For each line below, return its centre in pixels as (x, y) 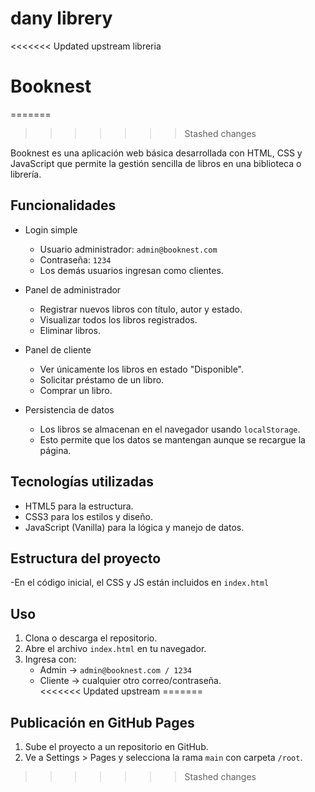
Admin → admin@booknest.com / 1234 (115, 670)
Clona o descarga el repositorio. (91, 638)
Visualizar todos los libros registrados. (118, 319)
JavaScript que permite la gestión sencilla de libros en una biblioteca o (156, 163)
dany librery (61, 18)
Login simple (51, 229)
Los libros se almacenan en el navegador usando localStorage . (170, 429)
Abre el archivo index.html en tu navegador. (115, 649)
